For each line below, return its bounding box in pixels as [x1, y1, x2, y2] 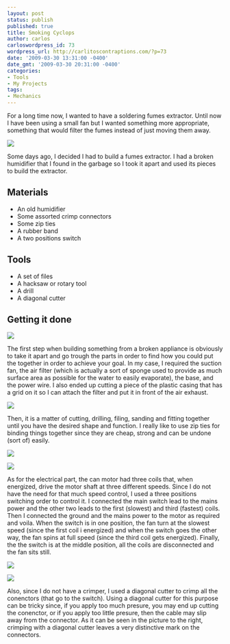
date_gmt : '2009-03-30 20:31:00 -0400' [7, 61, 121, 68]
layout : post [7, 10, 44, 17]
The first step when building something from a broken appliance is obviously [7, 345, 223, 353]
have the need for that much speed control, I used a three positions [7, 490, 197, 498]
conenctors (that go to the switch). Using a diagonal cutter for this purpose [7, 594, 219, 603]
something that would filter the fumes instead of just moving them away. [7, 126, 211, 134]
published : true [7, 23, 53, 29]
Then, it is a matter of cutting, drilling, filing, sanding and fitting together [7, 414, 210, 423]
